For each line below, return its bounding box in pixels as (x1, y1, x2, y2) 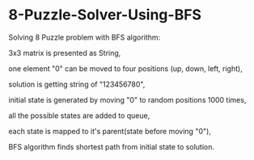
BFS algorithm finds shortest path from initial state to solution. (8, 141, 214, 151)
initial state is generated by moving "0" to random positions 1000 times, (8, 95, 247, 104)
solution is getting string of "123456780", (8, 79, 146, 89)
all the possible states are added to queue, (8, 111, 150, 120)
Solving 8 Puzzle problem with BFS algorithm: (8, 32, 161, 42)
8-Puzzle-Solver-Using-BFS (8, 6, 202, 24)
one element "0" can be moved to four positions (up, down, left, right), (8, 63, 243, 74)
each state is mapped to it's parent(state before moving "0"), (8, 126, 212, 136)
